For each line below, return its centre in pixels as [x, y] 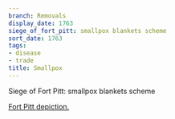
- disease [25, 53]
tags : [17, 46]
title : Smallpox [35, 68]
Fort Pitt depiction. [39, 106]
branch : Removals [37, 16]
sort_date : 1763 [35, 38]
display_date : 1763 [41, 23]
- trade [21, 61]
